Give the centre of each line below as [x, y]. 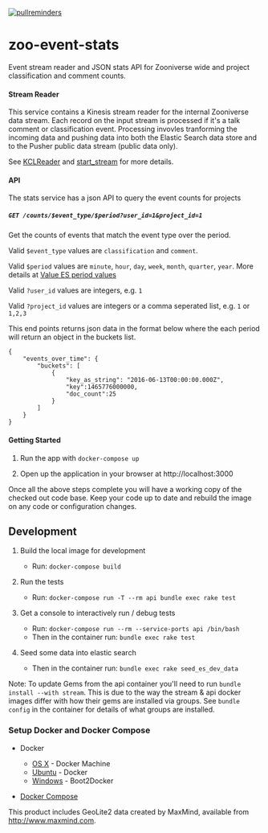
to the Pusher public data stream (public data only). [93, 146]
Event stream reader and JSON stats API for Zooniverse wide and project [129, 67]
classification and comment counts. [67, 76]
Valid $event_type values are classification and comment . [103, 251]
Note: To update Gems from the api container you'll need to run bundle [125, 684]
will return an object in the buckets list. [72, 337]
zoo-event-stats [64, 45]
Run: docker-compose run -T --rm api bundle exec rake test [134, 597]
